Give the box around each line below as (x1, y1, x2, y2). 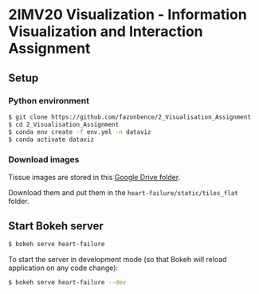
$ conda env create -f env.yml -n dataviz (8, 127, 151, 136)
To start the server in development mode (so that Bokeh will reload (8, 255, 227, 265)
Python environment (8, 95, 90, 106)
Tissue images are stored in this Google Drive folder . (8, 172, 181, 182)
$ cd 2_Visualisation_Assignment (8, 120, 120, 128)
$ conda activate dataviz (8, 135, 94, 143)
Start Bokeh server (8, 219, 104, 233)
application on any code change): (8, 263, 118, 272)
